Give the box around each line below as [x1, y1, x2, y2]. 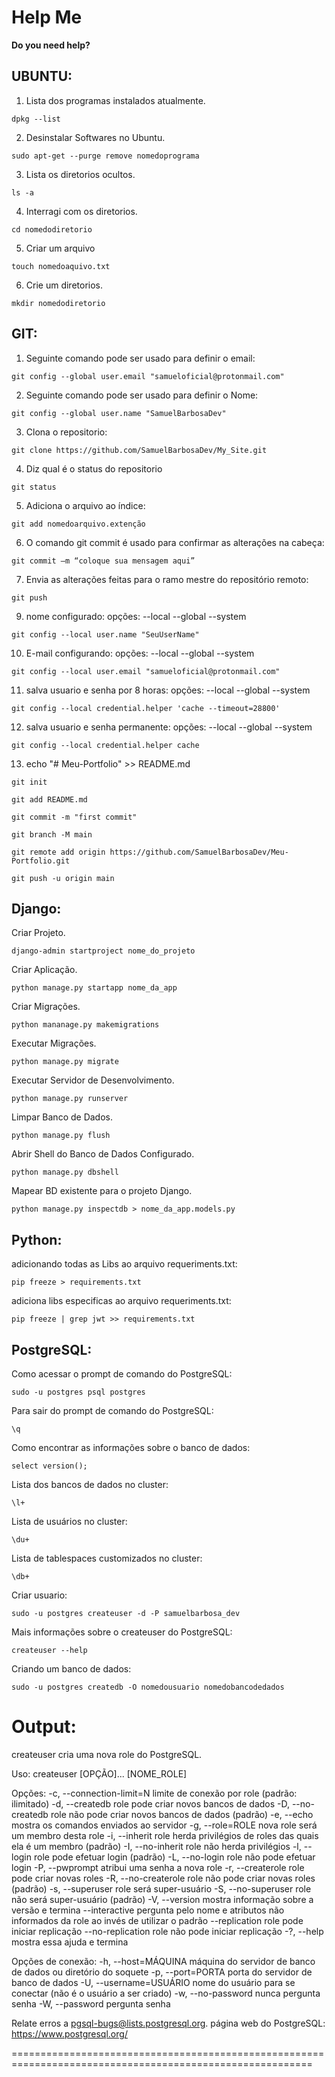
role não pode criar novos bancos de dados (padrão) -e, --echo [50, 1808, 314, 1820]
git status [11, 482, 57, 492]
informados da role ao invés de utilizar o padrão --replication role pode [11, 1914, 304, 1926]
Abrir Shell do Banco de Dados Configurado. [11, 1148, 195, 1160]
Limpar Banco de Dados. [11, 1111, 113, 1123]
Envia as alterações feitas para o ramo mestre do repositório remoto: [25, 573, 309, 585]
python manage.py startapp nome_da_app [11, 983, 178, 993]
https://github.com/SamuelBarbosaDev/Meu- [109, 847, 289, 857]
